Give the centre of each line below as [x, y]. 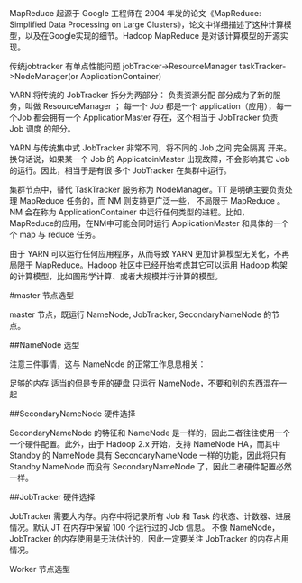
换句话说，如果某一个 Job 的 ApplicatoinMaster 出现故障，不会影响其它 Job [150, 159]
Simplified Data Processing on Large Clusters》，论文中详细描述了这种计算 [146, 24]
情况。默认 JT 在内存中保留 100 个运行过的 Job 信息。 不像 [119, 527]
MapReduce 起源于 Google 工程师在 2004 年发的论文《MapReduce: [135, 13]
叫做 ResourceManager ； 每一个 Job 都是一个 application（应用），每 [154, 106]
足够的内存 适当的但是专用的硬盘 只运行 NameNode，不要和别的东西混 [141, 383]
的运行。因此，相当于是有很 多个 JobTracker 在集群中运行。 [120, 170]
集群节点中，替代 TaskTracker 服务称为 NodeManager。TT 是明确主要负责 [147, 189]
